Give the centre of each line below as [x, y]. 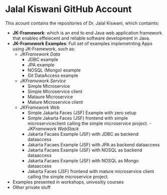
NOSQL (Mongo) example [54, 70]
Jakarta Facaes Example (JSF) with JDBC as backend [83, 134]
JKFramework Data [40, 54]
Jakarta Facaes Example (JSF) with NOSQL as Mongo [83, 160]
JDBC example [43, 59]
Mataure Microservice [50, 97]
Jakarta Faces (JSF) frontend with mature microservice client [91, 171]
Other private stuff [32, 187]
